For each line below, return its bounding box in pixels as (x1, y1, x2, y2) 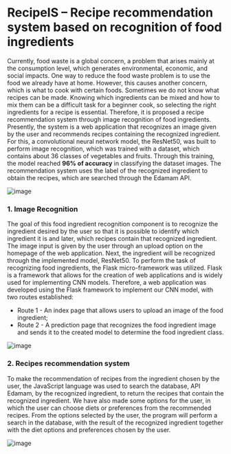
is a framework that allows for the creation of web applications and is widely (7, 271, 223, 279)
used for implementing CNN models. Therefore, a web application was (7, 279, 207, 287)
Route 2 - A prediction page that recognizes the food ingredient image (16, 321, 217, 329)
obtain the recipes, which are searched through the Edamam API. (7, 173, 192, 182)
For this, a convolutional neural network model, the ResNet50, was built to (7, 137, 217, 145)
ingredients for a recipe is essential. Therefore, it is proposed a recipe (7, 108, 205, 116)
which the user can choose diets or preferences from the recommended (7, 404, 212, 412)
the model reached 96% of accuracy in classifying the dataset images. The (7, 159, 221, 167)
